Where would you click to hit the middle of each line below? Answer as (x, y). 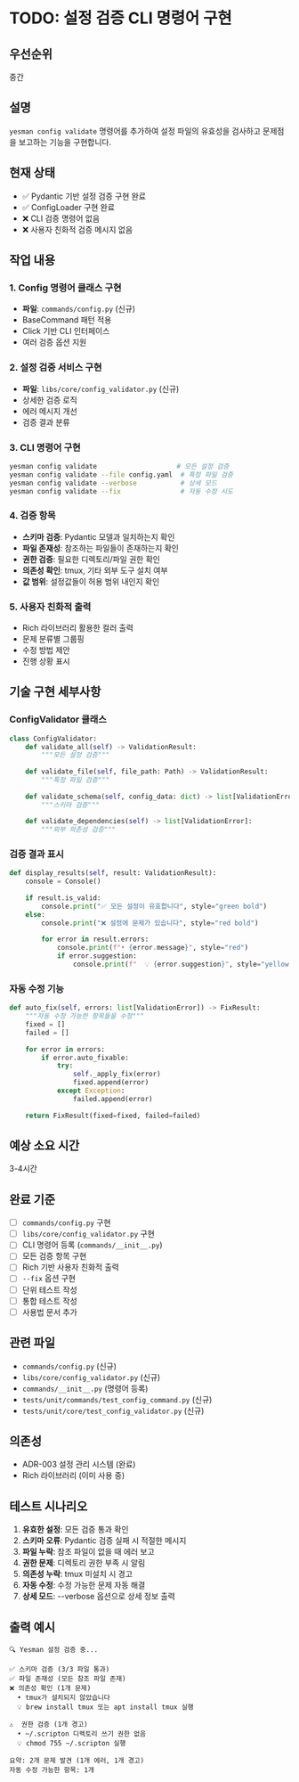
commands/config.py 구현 (66, 1222)
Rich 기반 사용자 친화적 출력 (71, 1267)
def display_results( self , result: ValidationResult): (113, 873)
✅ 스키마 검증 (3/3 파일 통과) (60, 1669)
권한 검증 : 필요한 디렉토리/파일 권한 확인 (91, 559)
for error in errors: (65, 1049)
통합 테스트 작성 (49, 1301)
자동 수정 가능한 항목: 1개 (52, 1770)
